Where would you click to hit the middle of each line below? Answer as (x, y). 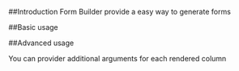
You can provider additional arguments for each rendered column (117, 58)
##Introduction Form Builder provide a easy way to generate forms (119, 12)
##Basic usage (33, 27)
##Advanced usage (41, 43)
